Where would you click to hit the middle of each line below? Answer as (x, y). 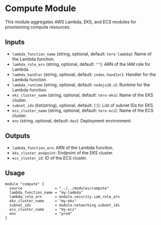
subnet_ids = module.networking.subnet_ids (65, 205)
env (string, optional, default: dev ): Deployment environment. (72, 120)
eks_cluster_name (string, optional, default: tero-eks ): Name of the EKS (83, 95)
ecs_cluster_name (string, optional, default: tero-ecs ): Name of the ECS (83, 110)
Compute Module (41, 8)
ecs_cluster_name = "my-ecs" (43, 210)
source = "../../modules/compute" (59, 188)
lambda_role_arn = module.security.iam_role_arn (65, 197)
